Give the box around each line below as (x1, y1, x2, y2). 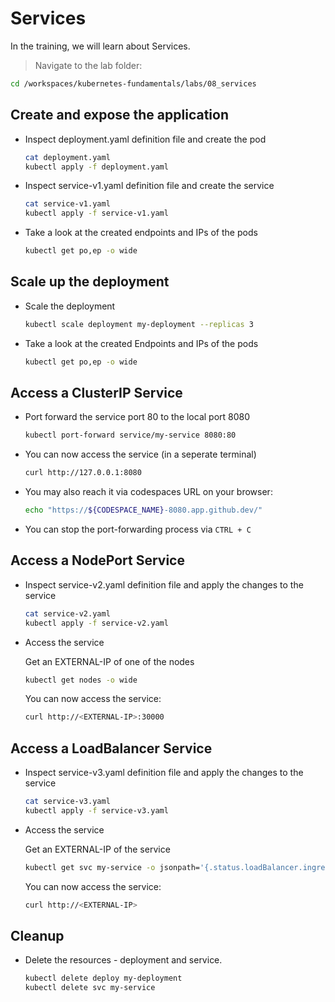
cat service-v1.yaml (24, 199, 111, 209)
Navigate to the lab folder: (34, 59, 143, 71)
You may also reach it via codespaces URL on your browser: (24, 486, 273, 498)
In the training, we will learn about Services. (10, 40, 191, 52)
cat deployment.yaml (24, 152, 111, 162)
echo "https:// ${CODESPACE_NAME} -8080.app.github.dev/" (24, 505, 263, 516)
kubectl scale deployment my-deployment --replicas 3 (24, 319, 254, 329)
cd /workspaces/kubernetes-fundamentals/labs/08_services (10, 78, 257, 89)
